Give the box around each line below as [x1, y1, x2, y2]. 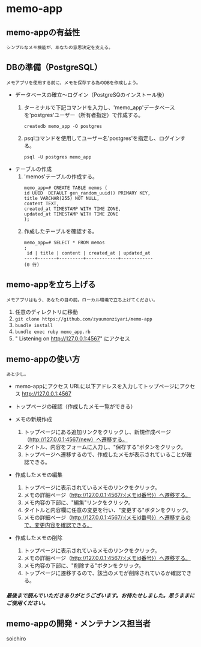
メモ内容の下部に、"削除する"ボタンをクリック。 [23, 562, 145, 569]
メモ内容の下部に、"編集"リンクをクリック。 [23, 499, 134, 506]
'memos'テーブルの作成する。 [23, 173, 98, 180]
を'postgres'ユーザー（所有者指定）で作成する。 [23, 111, 144, 118]
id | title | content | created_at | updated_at [26, 250, 151, 256]
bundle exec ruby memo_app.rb [14, 329, 91, 335]
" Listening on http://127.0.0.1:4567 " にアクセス [14, 335, 130, 342]
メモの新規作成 [14, 416, 52, 423]
